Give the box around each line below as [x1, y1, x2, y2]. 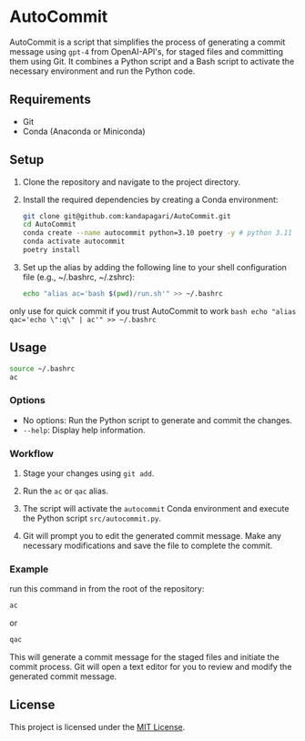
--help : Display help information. [22, 424, 146, 435]
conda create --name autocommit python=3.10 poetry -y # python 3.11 [22, 228, 293, 238]
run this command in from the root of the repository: [9, 584, 205, 594]
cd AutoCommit [22, 220, 76, 229]
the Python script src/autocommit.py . [22, 513, 162, 523]
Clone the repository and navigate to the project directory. [22, 176, 241, 188]
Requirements [9, 92, 91, 107]
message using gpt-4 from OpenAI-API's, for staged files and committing [9, 46, 284, 56]
